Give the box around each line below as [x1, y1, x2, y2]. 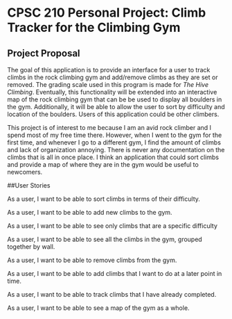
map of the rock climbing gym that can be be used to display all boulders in [7, 95, 222, 104]
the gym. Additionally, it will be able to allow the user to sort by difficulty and [7, 103, 225, 111]
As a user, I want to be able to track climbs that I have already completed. [7, 291, 217, 298]
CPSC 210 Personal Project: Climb [7, 5, 206, 21]
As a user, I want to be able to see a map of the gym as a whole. [7, 304, 190, 312]
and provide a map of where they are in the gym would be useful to [7, 161, 199, 168]
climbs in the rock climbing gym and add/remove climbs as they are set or [7, 73, 218, 81]
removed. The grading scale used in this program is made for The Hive [7, 81, 209, 88]
